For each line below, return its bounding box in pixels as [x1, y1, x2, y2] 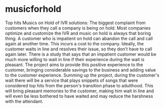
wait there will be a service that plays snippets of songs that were [5, 77, 138, 83]
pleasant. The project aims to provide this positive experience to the [5, 62, 143, 68]
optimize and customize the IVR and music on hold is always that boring [5, 30, 151, 36]
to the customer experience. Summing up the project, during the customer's [5, 72, 160, 78]
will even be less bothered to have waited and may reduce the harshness [5, 93, 154, 99]
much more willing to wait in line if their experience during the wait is [5, 56, 145, 62]
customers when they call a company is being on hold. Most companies [5, 25, 151, 31]
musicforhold [5, 3, 62, 15]
